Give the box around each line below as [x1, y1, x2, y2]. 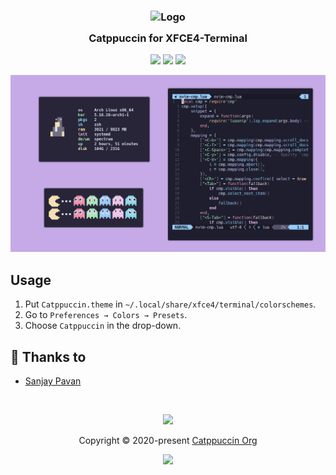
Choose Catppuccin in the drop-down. [24, 320, 182, 332]
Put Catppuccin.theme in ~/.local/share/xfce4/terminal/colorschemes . [24, 298, 317, 310]
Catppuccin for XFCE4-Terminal [88, 31, 248, 45]
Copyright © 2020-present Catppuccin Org [78, 434, 258, 446]
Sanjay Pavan [24, 375, 82, 387]
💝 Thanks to [10, 348, 87, 365]
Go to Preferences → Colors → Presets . [24, 309, 188, 321]
